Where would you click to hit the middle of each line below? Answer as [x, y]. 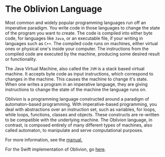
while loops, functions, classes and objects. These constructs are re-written [82, 114]
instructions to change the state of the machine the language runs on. [76, 89]
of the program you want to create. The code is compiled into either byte [79, 33]
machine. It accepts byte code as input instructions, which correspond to [79, 74]
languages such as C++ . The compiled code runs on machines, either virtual [82, 43]
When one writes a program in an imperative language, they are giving [76, 84]
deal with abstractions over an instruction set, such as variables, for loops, [81, 109]
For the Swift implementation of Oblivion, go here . [55, 149]
